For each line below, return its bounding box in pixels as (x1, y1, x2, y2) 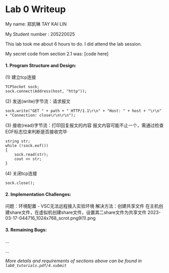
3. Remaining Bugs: (5, 226, 47, 232)
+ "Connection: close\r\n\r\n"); (5, 113, 76, 118)
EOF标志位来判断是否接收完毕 (5, 129, 67, 135)
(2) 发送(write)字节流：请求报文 (5, 98, 71, 104)
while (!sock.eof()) (5, 143, 49, 148)
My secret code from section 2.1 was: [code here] (5, 51, 109, 57)
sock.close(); (5, 181, 35, 186)
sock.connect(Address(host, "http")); (5, 89, 87, 94)
